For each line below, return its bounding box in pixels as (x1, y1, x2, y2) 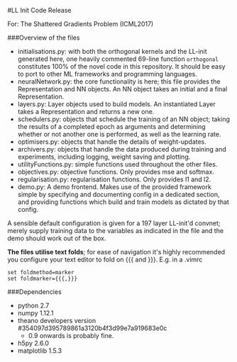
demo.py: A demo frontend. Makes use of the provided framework (17, 183, 211, 191)
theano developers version (17, 317, 97, 324)
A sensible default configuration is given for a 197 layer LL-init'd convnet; (7, 219, 221, 227)
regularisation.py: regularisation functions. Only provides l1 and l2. (17, 175, 211, 183)
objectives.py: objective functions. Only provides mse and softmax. (17, 168, 215, 176)
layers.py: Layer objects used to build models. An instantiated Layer (17, 100, 216, 108)
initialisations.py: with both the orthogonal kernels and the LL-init (17, 47, 207, 55)
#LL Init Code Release (7, 6, 72, 14)
